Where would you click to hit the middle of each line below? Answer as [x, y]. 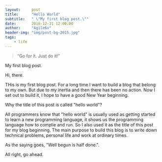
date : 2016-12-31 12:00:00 [39, 23]
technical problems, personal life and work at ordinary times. [66, 135]
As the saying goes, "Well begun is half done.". [52, 145]
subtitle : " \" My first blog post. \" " [47, 19]
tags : [11, 38]
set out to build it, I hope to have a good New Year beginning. [67, 95]
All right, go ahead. [24, 154]
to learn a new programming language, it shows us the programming [74, 120]
